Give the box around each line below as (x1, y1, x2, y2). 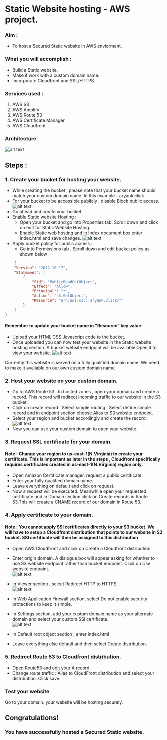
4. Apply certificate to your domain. (5, 511, 93, 518)
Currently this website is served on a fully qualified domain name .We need (5, 359, 160, 365)
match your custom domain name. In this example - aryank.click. (12, 193, 146, 199)
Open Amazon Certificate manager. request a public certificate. (12, 472, 143, 478)
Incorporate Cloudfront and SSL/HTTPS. (12, 77, 96, 83)
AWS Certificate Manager (12, 117, 65, 123)
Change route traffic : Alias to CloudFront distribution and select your (12, 670, 155, 676)
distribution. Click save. (12, 675, 61, 681)
